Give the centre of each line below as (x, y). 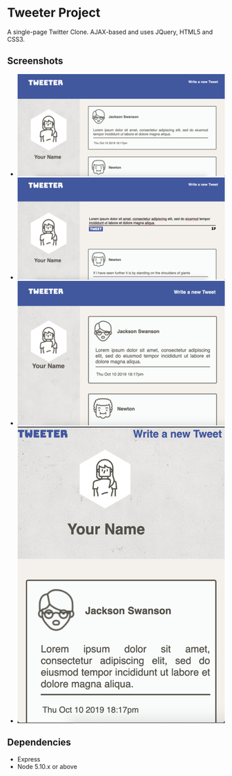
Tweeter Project (54, 13)
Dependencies (39, 742)
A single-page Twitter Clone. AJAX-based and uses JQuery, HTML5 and (110, 32)
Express (29, 759)
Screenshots (35, 61)
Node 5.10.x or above (47, 766)
